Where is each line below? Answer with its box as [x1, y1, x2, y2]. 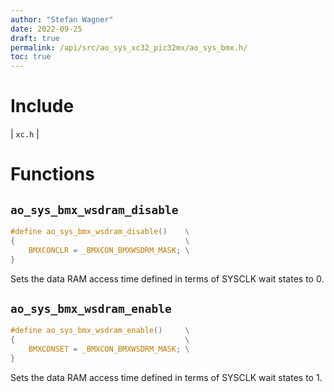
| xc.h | [10, 128, 40, 140]
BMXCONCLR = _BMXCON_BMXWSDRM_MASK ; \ [28, 245, 190, 255]
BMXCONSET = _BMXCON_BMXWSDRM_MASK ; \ [28, 344, 190, 355]
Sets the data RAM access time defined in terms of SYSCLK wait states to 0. [10, 272, 325, 285]
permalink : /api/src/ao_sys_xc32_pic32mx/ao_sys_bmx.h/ [10, 42, 248, 53]
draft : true [10, 33, 60, 43]
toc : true [10, 52, 52, 62]
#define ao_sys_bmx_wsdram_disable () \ [10, 227, 190, 237]
